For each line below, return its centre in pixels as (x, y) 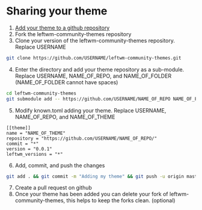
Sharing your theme (57, 11)
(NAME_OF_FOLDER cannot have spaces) (66, 82)
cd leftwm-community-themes (41, 93)
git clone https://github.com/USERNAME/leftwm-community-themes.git (94, 58)
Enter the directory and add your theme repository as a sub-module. (99, 69)
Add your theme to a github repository (62, 28)
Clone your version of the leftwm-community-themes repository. (95, 40)
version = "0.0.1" (29, 149)
